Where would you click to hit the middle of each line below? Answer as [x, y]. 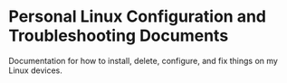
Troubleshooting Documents [119, 36]
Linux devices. [35, 70]
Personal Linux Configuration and [137, 17]
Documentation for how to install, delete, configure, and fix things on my [143, 60]
